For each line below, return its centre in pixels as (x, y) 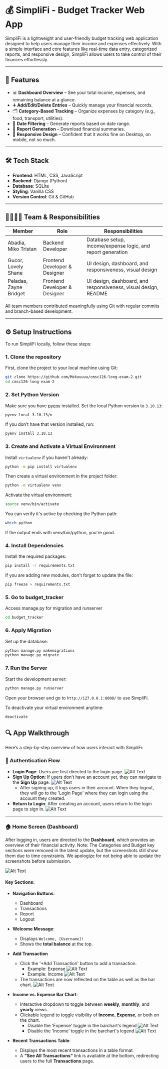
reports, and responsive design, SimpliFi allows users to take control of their (83, 54)
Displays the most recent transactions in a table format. (77, 1050)
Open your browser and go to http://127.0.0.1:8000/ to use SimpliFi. (77, 698)
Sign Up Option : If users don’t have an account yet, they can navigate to (87, 777)
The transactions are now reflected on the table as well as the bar (87, 979)
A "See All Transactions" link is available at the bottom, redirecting (89, 1056)
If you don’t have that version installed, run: (50, 424)
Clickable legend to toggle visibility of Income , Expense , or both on (89, 1015)
